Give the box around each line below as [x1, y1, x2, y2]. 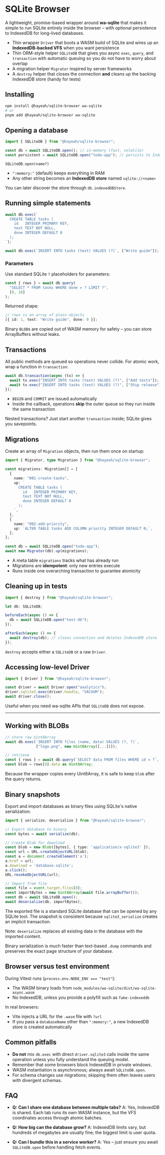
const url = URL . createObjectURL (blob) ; [5, 850, 89, 854]
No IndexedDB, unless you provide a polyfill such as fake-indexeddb [12, 994, 150, 1000]
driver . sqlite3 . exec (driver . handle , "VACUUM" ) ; [5, 689, 105, 694]
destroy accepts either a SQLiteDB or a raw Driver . [5, 649, 107, 655]
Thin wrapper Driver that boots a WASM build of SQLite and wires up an [12, 39, 159, 45]
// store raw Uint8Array [5, 735, 56, 740]
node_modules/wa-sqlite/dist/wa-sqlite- [73, 986, 157, 990]
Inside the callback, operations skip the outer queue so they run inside [12, 401, 156, 407]
